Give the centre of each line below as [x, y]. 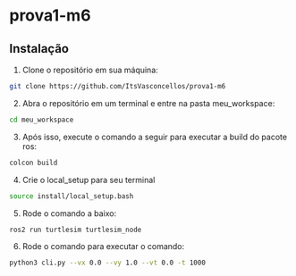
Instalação [39, 49]
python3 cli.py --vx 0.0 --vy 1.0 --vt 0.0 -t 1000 [107, 263]
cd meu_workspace [42, 120]
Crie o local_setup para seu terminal [89, 180]
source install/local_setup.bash [72, 196]
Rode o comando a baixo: [69, 213]
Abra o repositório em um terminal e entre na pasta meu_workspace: [148, 103]
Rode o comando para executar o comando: [103, 247]
